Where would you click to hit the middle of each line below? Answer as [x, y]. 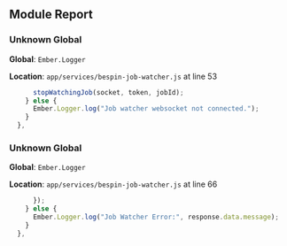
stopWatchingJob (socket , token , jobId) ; [108, 92]
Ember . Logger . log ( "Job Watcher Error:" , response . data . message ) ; [155, 217]
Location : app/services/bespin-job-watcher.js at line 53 [113, 76]
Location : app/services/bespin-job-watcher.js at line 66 [113, 184]
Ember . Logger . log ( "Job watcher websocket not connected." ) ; [146, 109]
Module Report [51, 15]
